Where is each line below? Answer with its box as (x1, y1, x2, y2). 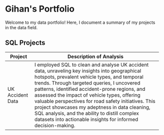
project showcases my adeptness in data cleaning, (34, 103, 150, 110)
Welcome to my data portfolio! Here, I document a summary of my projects (5, 19, 155, 25)
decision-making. (34, 122, 76, 129)
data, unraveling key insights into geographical (34, 67, 142, 74)
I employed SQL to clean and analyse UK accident (34, 61, 149, 68)
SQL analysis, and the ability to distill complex (34, 110, 139, 117)
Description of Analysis (67, 53, 123, 60)
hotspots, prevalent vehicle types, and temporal (34, 73, 144, 80)
